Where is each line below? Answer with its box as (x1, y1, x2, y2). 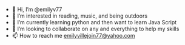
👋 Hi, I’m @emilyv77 (12, 6, 62, 13)
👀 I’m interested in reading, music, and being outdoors (12, 12, 147, 19)
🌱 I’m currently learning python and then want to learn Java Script (12, 19, 177, 26)
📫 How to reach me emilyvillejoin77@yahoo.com (12, 32, 135, 39)
